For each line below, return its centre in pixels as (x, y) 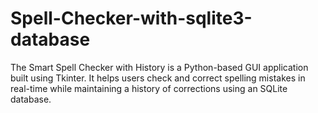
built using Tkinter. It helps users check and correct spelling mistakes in (158, 78)
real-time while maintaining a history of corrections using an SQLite (149, 88)
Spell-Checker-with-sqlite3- (131, 18)
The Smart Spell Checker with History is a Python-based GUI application (159, 67)
